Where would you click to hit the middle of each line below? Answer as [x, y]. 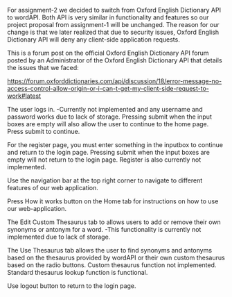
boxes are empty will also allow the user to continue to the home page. [108, 124]
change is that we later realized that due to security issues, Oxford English [113, 32]
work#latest [24, 96]
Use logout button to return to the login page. [72, 286]
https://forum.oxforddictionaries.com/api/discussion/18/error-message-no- [115, 81]
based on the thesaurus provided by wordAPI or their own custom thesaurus [116, 257]
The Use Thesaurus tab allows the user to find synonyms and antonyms [110, 250]
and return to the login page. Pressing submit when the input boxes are [108, 152]
